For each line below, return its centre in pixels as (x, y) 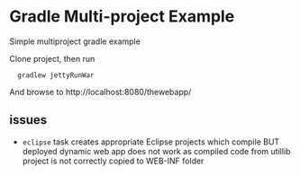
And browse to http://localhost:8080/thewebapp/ (100, 92)
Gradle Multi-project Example (122, 17)
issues (28, 120)
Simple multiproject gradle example (75, 41)
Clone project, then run (52, 58)
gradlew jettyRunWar (56, 75)
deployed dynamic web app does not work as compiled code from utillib (156, 151)
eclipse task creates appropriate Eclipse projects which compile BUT (151, 142)
